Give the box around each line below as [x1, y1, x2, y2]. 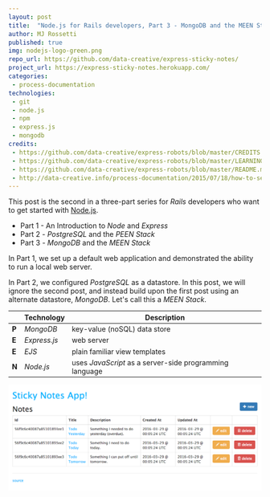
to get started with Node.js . [8, 206, 99, 215]
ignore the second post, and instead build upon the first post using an [8, 286, 239, 296]
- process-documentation [11, 80, 95, 88]
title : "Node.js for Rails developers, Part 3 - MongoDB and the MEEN [8, 21, 253, 30]
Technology [23, 312, 66, 322]
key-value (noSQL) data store [72, 324, 171, 333]
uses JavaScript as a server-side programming [72, 357, 229, 367]
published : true [8, 39, 63, 47]
